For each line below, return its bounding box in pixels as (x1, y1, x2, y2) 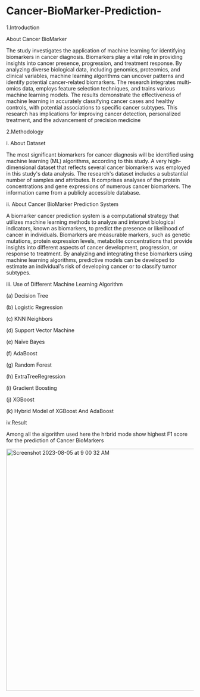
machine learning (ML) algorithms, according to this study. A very (6, 157, 167, 164)
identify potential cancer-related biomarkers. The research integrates (6, 79, 176, 86)
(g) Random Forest (6, 361, 52, 368)
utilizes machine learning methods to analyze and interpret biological (6, 218, 176, 226)
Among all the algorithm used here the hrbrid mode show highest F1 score (6, 430, 188, 437)
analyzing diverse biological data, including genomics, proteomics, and (6, 65, 180, 73)
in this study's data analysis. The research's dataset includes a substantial (6, 170, 189, 177)
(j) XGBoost (6, 396, 35, 403)
